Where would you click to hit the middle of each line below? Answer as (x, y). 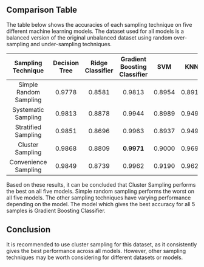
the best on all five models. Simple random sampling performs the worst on (100, 191)
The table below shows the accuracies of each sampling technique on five (99, 24)
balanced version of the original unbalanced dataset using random (90, 37)
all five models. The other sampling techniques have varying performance (99, 198)
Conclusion (29, 230)
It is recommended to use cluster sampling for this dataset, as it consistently (102, 244)
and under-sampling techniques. (71, 44)
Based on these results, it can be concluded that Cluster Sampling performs (101, 184)
